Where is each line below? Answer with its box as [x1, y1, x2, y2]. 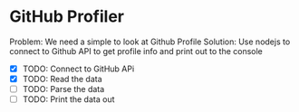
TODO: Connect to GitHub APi [22, 63, 135, 74]
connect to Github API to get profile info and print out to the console [9, 45, 263, 56]
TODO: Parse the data [22, 84, 105, 95]
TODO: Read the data [22, 74, 102, 84]
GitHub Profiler [9, 6, 125, 27]
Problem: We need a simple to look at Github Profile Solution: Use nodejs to [9, 36, 291, 47]
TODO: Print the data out [22, 94, 115, 105]
